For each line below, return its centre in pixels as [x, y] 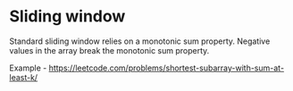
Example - [28, 68]
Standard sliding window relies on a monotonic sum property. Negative [140, 41]
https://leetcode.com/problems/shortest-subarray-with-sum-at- [166, 68]
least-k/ [24, 77]
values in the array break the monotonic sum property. [109, 50]
